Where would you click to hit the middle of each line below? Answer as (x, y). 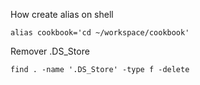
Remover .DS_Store (50, 51)
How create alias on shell (62, 14)
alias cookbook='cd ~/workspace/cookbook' (100, 33)
